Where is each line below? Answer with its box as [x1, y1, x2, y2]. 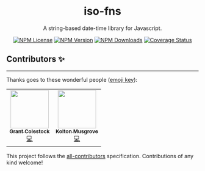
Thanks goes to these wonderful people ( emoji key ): [6, 76, 138, 83]
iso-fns [84, 4, 121, 18]
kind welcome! [6, 159, 43, 166]
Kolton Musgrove [56, 128, 99, 135]
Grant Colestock [9, 128, 50, 135]
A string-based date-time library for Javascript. [43, 24, 162, 32]
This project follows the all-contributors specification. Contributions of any [6, 152, 194, 159]
